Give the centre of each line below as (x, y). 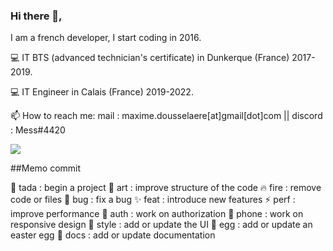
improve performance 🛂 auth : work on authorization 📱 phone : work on (157, 214)
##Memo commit (46, 168)
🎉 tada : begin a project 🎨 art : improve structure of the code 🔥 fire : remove (166, 188)
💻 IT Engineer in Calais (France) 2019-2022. (102, 92)
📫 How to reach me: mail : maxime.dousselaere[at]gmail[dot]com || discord (166, 116)
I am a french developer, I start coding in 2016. (106, 38)
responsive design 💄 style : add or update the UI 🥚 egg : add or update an (161, 225)
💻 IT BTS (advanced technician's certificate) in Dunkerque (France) (150, 58)
